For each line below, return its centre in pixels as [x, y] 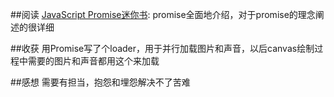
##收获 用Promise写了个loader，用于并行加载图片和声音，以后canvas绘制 [162, 48]
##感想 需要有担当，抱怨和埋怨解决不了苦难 [100, 82]
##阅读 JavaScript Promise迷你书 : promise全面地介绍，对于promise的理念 [163, 14]
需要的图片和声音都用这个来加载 [93, 61]
